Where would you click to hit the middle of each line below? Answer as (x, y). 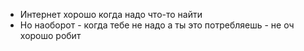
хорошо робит (50, 35)
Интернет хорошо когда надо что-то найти (111, 14)
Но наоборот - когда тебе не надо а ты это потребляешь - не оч (157, 25)
